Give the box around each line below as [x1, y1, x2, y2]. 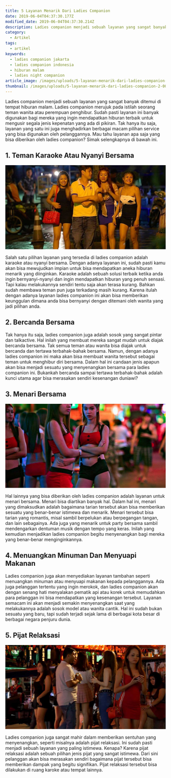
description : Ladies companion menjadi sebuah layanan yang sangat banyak [5, 25, 167, 30]
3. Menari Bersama [5, 390, 67, 399]
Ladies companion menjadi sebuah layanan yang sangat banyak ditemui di [5, 98, 161, 104]
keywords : [5, 51, 26, 56]
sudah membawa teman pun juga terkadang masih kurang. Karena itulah [5, 287, 158, 293]
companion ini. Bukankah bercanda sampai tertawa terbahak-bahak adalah [5, 370, 163, 376]
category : [5, 30, 26, 35]
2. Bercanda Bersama [5, 318, 75, 327]
